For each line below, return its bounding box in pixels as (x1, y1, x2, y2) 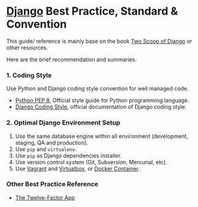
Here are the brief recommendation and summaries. (6, 56, 137, 63)
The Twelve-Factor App (15, 194, 75, 201)
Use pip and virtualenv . (15, 145, 77, 153)
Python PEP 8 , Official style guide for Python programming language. (15, 96, 189, 104)
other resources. (6, 44, 48, 51)
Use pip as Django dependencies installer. (15, 151, 122, 159)
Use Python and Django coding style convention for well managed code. (6, 85, 189, 92)
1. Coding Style (6, 71, 52, 79)
